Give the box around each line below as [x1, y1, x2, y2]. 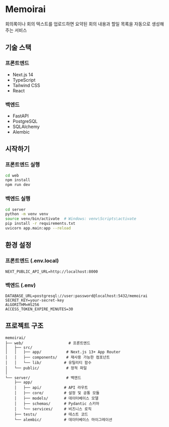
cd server [5, 207, 26, 212]
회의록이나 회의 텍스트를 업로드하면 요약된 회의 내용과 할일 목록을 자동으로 [5, 21, 151, 27]
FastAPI [12, 112, 29, 119]
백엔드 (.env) [5, 281, 36, 288]
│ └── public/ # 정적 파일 [5, 365, 87, 371]
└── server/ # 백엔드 [5, 375, 82, 380]
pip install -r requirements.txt [5, 221, 76, 226]
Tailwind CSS [12, 82, 40, 88]
